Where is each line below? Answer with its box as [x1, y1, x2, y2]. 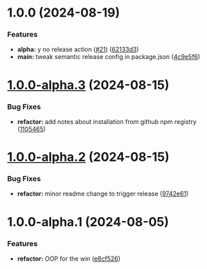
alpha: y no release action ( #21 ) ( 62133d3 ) [17, 45, 140, 53]
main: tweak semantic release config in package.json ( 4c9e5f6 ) [17, 53, 201, 61]
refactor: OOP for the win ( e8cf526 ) [17, 254, 121, 263]
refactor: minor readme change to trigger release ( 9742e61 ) [17, 189, 189, 198]
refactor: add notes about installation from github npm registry [17, 117, 197, 125]
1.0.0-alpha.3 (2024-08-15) [7, 77, 170, 93]
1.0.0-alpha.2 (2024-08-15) [7, 149, 170, 165]
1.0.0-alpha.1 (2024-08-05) [7, 214, 170, 229]
